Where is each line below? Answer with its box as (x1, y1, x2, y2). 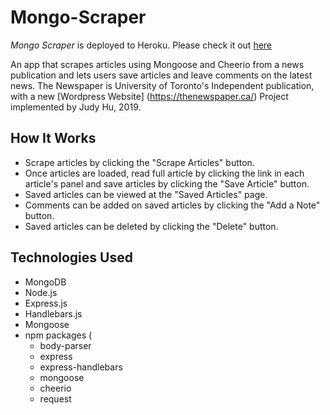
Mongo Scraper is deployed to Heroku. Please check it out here (10, 39, 273, 51)
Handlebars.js (24, 307, 83, 320)
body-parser (39, 339, 92, 351)
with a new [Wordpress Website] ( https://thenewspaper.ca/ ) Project (10, 90, 289, 102)
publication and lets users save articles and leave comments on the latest (10, 69, 313, 81)
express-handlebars (39, 361, 123, 373)
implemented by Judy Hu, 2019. (10, 101, 142, 113)
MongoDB (24, 276, 67, 288)
